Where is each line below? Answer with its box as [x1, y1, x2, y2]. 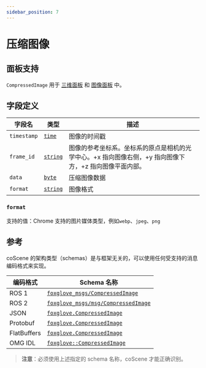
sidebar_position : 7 [6, 9, 59, 15]
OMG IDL [9, 339, 36, 347]
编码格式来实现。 [6, 262, 50, 269]
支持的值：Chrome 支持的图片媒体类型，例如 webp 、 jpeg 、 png [6, 217, 161, 224]
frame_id [9, 153, 35, 160]
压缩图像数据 [68, 174, 106, 182]
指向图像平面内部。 [90, 162, 146, 171]
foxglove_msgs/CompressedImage [47, 289, 139, 296]
